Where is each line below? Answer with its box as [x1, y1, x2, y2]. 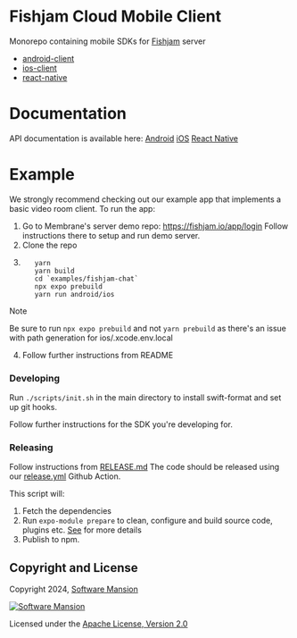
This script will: [9, 489, 65, 499]
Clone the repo [21, 239, 78, 250]
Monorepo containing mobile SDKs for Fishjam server [9, 36, 206, 46]
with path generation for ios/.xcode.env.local [9, 332, 174, 343]
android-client [21, 53, 75, 63]
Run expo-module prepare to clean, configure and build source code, [21, 516, 274, 526]
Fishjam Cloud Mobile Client [9, 6, 221, 27]
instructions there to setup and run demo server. [21, 230, 201, 240]
